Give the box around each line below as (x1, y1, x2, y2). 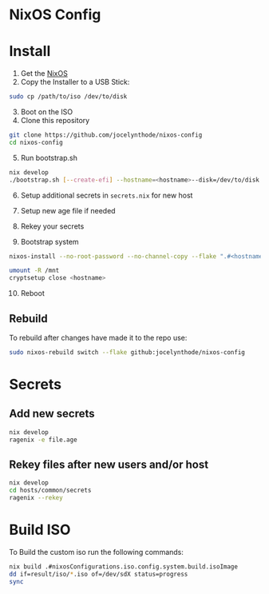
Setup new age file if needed (20, 205, 116, 215)
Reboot (20, 289, 45, 298)
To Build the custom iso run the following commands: (9, 547, 184, 556)
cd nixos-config (9, 138, 63, 146)
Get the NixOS (20, 69, 69, 78)
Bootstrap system (20, 237, 79, 246)
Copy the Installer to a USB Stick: (20, 78, 130, 87)
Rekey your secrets (20, 221, 85, 231)
